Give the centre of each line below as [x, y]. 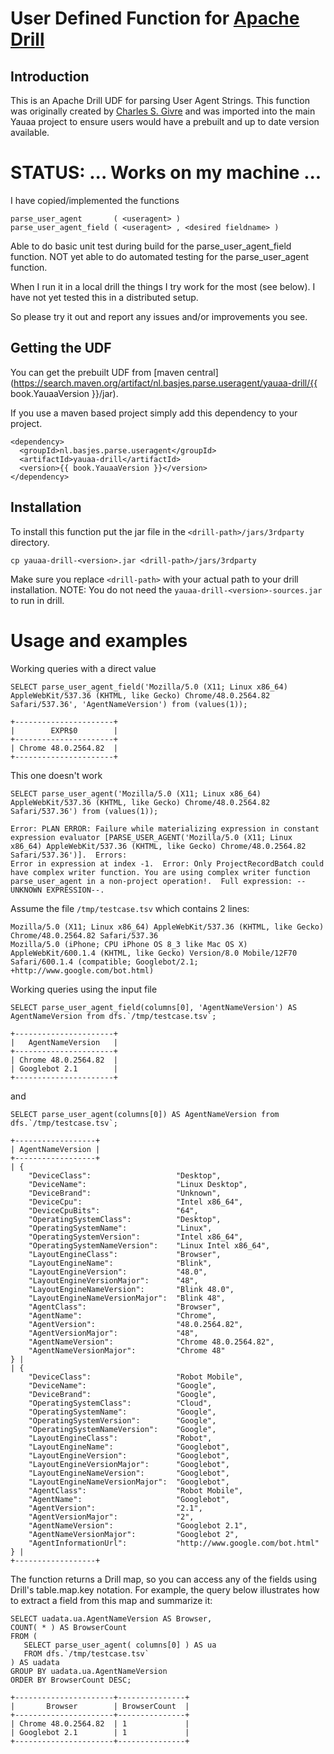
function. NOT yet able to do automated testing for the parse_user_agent [160, 256]
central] [202, 372]
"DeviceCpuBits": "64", [113, 1210]
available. [30, 132]
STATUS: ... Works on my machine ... [166, 173]
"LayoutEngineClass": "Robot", [120, 1438]
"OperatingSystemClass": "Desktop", [125, 1219]
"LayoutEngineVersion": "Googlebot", [129, 1455]
